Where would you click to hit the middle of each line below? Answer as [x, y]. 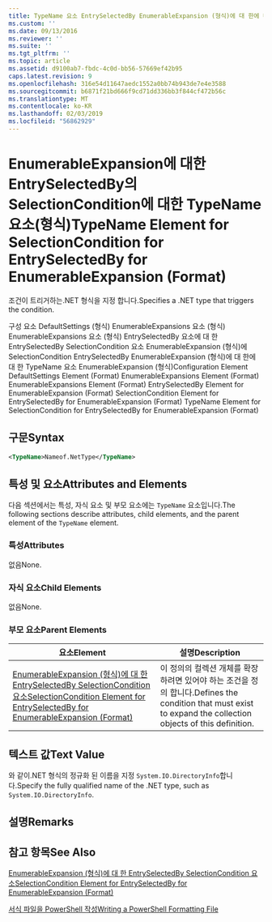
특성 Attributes [36, 545]
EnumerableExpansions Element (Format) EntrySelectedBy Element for [126, 384]
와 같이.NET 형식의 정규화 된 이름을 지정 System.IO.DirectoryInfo [114, 775]
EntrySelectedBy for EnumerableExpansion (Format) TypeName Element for [135, 401]
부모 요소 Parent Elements [58, 630]
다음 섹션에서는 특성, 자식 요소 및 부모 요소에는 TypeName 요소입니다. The [122, 505]
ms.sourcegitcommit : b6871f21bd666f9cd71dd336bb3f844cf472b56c [117, 91]
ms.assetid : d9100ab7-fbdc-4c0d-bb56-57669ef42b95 [96, 69]
